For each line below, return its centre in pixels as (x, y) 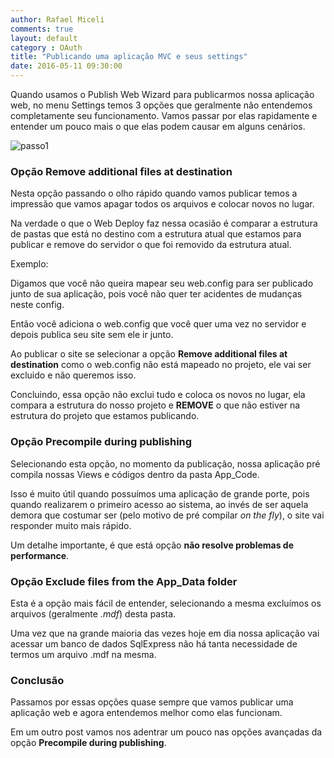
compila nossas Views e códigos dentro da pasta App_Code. (135, 474)
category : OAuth (46, 47)
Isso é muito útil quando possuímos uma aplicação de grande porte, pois (160, 493)
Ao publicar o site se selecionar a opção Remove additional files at (149, 354)
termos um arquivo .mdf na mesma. (83, 654)
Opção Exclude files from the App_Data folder (124, 581)
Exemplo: (29, 264)
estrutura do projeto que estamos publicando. (105, 416)
